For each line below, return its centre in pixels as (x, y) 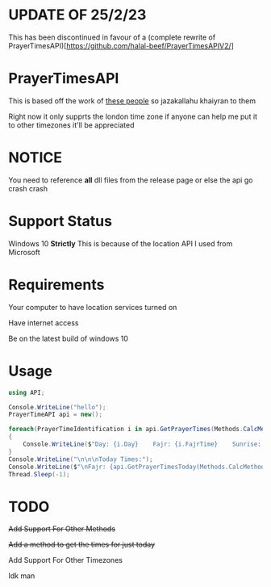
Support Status (60, 221)
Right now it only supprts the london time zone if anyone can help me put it (133, 116)
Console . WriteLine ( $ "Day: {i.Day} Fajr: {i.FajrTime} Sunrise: (142, 444)
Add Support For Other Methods (62, 529)
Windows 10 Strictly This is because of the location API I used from (121, 243)
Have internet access (44, 323)
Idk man (22, 576)
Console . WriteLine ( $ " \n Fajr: (57, 467)
